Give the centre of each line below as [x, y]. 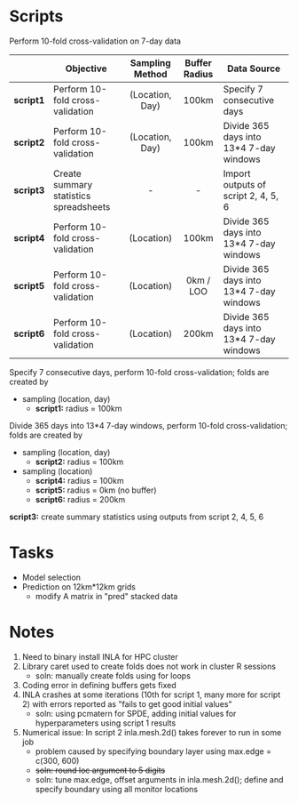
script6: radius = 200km [80, 499]
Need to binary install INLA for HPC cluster [100, 656]
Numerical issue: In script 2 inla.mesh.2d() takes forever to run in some [152, 732]
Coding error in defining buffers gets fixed [99, 685]
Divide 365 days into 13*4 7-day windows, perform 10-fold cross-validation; [149, 425]
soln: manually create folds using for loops [113, 675]
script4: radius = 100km [79, 480]
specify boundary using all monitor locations [116, 789]
